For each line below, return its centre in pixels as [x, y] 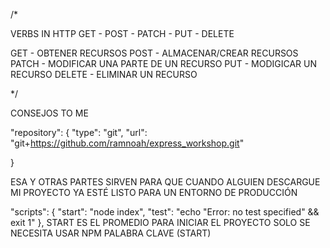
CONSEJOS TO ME [49, 113]
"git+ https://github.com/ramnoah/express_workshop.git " [127, 143]
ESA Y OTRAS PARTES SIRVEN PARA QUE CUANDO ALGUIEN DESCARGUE [165, 182]
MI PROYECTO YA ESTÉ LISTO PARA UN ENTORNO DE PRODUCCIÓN [154, 192]
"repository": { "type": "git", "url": [79, 132]
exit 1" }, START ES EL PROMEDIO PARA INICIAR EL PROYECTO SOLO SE [160, 222]
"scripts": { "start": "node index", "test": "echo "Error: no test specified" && [165, 212]
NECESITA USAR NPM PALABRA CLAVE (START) [111, 233]
